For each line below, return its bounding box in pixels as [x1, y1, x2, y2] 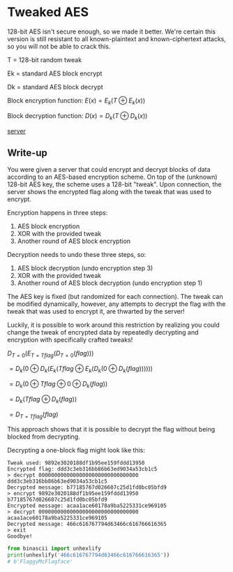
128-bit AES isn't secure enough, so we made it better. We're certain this [7, 27, 216, 36]
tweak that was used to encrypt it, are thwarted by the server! [7, 307, 185, 316]
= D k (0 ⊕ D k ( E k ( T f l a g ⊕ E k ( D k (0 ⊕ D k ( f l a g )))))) [9, 365, 153, 374]
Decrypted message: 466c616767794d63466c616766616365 [7, 521, 167, 528]
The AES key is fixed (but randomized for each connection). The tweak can [7, 293, 223, 301]
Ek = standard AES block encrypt [7, 69, 103, 78]
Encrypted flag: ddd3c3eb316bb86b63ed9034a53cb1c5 [7, 466, 158, 473]
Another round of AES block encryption [17, 237, 131, 245]
